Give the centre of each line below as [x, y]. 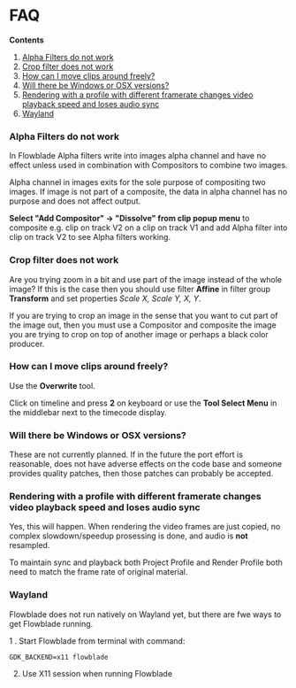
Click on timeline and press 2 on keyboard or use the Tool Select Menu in [143, 403]
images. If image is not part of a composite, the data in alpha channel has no [148, 192]
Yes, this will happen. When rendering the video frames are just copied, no [145, 527]
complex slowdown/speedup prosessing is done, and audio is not [129, 536]
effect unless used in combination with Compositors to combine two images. [148, 166]
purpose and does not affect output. [75, 201]
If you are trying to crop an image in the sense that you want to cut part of [144, 315]
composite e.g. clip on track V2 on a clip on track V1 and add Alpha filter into [148, 228]
